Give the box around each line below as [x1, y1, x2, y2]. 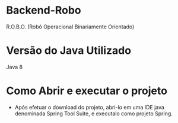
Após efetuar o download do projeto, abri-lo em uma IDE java [14, 103, 165, 111]
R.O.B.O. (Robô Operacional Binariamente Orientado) [6, 23, 135, 30]
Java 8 [6, 63, 23, 70]
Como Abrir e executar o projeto [6, 84, 168, 98]
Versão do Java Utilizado [6, 44, 132, 57]
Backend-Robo [6, 4, 81, 17]
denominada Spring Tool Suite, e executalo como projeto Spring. [14, 110, 173, 117]
